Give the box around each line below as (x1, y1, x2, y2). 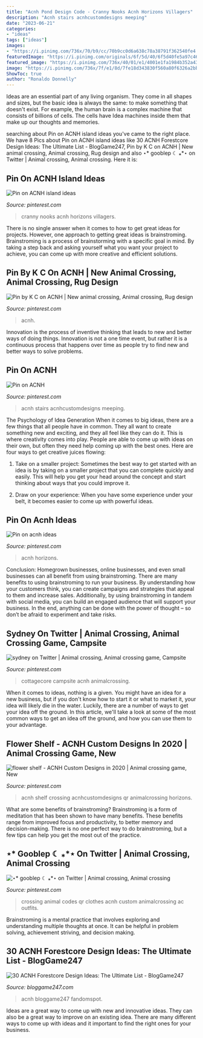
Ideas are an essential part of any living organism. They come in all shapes (6, 93, 192, 100)
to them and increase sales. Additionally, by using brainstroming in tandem (6, 592, 192, 599)
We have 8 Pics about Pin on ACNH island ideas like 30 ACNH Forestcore (6, 137, 188, 144)
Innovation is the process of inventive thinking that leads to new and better (6, 328, 192, 335)
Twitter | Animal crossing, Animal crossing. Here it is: (6, 156, 138, 163)
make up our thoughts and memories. (6, 118, 100, 126)
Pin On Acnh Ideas (6, 515, 77, 525)
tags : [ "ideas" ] (6, 37, 47, 43)
